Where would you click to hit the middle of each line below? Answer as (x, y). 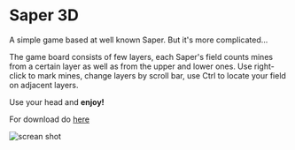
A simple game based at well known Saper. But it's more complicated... (139, 40)
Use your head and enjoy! (57, 101)
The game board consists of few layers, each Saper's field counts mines (141, 56)
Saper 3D (44, 15)
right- (264, 66)
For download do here (50, 119)
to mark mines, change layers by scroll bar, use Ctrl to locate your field (157, 75)
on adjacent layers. (44, 85)
